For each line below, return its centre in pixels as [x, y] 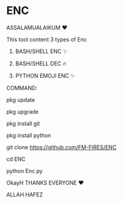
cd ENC [16, 159]
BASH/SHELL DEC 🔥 [41, 63]
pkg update [21, 100]
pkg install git [23, 124]
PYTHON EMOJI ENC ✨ [45, 76]
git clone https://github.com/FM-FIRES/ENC [61, 147]
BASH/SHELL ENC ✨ [41, 51]
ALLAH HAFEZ [25, 194]
